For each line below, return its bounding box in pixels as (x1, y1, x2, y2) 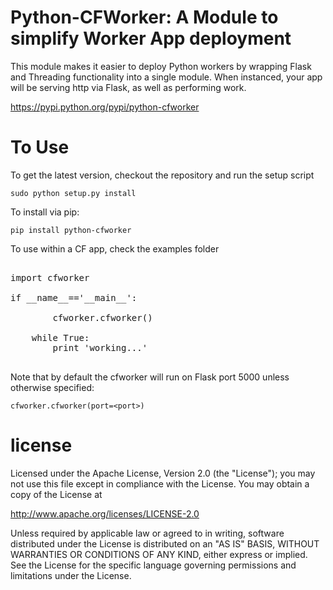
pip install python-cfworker (10, 225, 132, 235)
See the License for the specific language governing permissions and (10, 559, 297, 571)
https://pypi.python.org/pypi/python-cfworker (10, 101, 200, 113)
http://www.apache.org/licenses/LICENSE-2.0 (10, 507, 200, 520)
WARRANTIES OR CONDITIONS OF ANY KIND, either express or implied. (10, 548, 308, 560)
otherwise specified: (10, 381, 95, 393)
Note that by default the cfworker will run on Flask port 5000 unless (10, 371, 290, 383)
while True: (31, 332, 90, 343)
